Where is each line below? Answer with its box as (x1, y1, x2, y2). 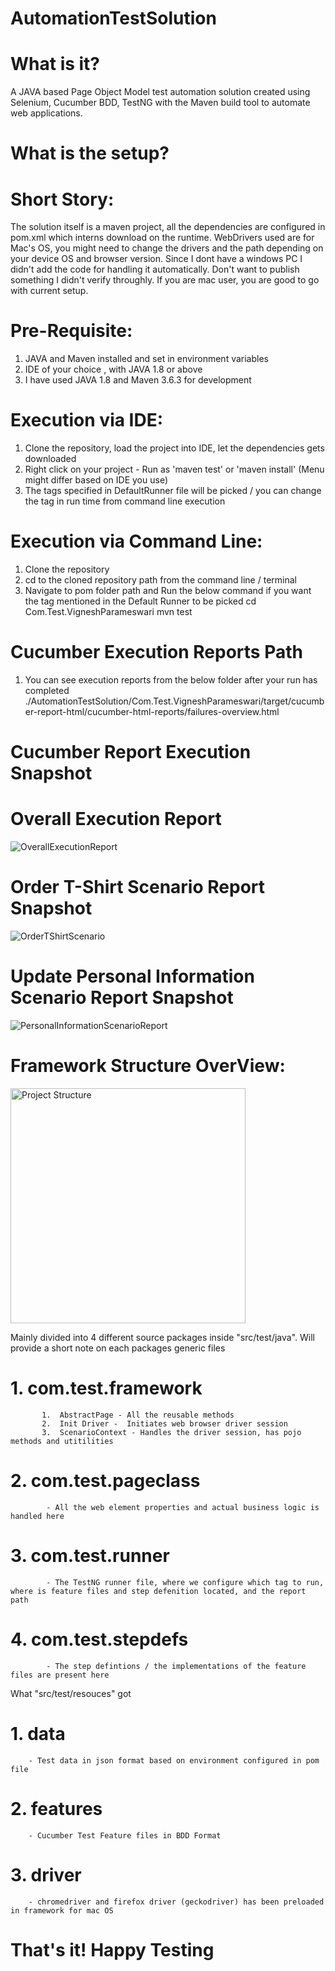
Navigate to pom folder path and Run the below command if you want (24, 585, 312, 597)
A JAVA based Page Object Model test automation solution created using (10, 86, 311, 98)
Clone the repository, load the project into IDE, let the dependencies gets (24, 442, 325, 454)
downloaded (24, 453, 77, 465)
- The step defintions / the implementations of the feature (46, 1661, 307, 1671)
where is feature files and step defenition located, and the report (10, 1586, 307, 1596)
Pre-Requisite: (10, 320, 133, 342)
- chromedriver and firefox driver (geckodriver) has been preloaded (28, 1897, 325, 1907)
